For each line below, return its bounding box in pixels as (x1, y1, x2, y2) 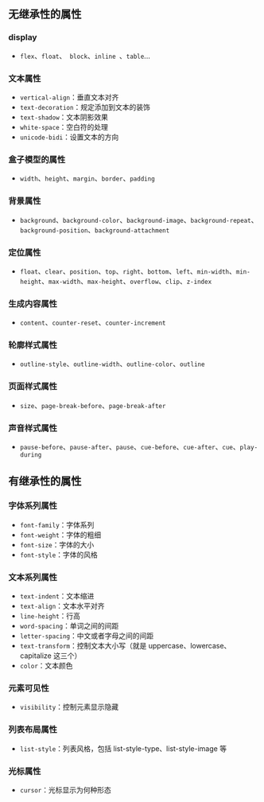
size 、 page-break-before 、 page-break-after (19, 400, 166, 410)
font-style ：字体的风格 (19, 550, 98, 559)
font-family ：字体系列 (19, 520, 95, 529)
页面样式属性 (8, 381, 58, 392)
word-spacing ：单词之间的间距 (19, 621, 119, 631)
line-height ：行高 (19, 611, 81, 621)
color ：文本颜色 (19, 661, 73, 671)
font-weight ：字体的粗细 (19, 530, 102, 539)
